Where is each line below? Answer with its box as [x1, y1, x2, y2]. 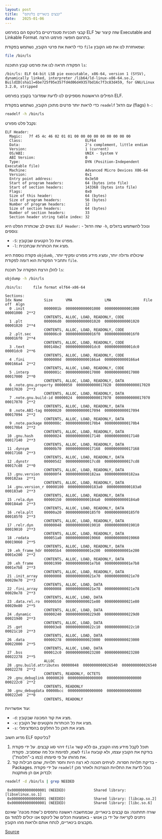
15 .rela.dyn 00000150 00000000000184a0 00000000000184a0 [7, 497, 139, 502]
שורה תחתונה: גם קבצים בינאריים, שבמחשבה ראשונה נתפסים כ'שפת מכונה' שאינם [5, 809, 156, 815]
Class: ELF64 [9, 138, 96, 143]
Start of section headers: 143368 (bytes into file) [9, 185, 137, 190]
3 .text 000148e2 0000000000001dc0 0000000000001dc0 [9, 345, 139, 349]
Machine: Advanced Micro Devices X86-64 [9, 168, 148, 173]
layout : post [5, 7, 31, 12]
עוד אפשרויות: [5, 706, 30, 711]
